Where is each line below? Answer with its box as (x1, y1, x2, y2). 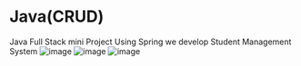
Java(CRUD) (9, 6, 105, 27)
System (9, 45, 38, 56)
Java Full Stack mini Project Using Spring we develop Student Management (9, 36, 292, 47)
